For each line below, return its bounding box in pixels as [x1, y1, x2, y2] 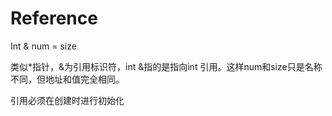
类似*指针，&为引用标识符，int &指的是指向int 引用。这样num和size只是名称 [10, 60, 323, 72]
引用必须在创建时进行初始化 [10, 94, 125, 106]
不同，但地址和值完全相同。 [10, 73, 125, 85]
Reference [10, 7, 98, 30]
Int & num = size [10, 40, 77, 52]
